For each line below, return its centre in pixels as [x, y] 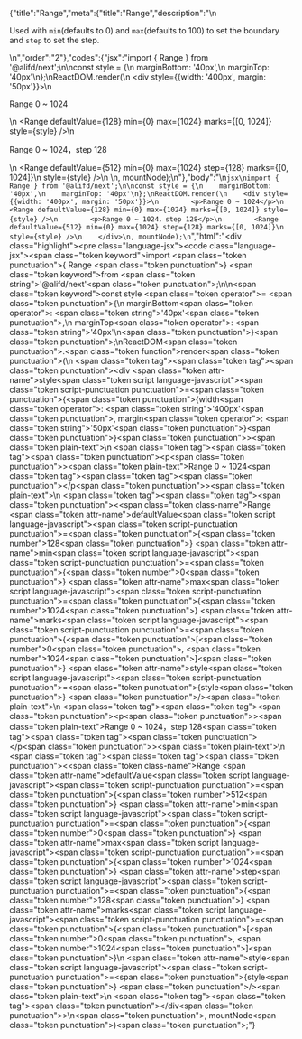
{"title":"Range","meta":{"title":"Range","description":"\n [113, 13]
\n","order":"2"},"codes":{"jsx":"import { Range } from [109, 57]
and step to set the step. [55, 40]
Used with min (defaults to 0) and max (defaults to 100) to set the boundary [144, 30]
